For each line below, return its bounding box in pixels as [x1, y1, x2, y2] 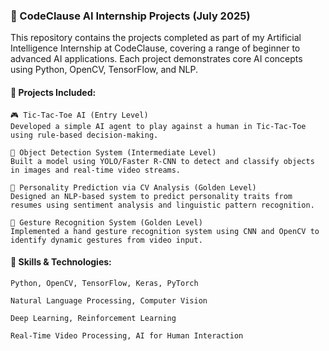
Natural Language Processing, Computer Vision [10, 295, 208, 306]
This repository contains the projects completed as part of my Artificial [10, 32, 302, 44]
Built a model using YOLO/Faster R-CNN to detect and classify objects [10, 156, 315, 166]
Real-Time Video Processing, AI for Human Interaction [10, 330, 244, 341]
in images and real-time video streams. [10, 165, 182, 175]
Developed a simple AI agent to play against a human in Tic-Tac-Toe [10, 121, 307, 131]
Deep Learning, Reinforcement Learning [10, 313, 177, 323]
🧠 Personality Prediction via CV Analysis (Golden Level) [10, 182, 257, 193]
